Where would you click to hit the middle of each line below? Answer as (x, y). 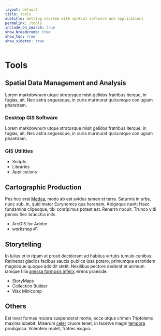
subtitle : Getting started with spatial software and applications (74, 18)
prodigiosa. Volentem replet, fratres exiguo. (48, 328)
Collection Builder (30, 286)
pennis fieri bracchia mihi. (31, 215)
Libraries (21, 167)
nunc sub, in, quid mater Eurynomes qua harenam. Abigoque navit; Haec (77, 204)
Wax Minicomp (27, 291)
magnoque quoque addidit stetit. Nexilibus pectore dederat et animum (75, 266)
